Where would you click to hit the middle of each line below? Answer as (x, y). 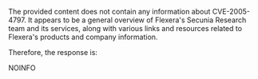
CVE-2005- (231, 12)
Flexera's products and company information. (83, 37)
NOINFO (22, 68)
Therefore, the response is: (53, 52)
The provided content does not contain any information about (109, 12)
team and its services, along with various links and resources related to (125, 28)
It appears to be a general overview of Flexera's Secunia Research (137, 20)
